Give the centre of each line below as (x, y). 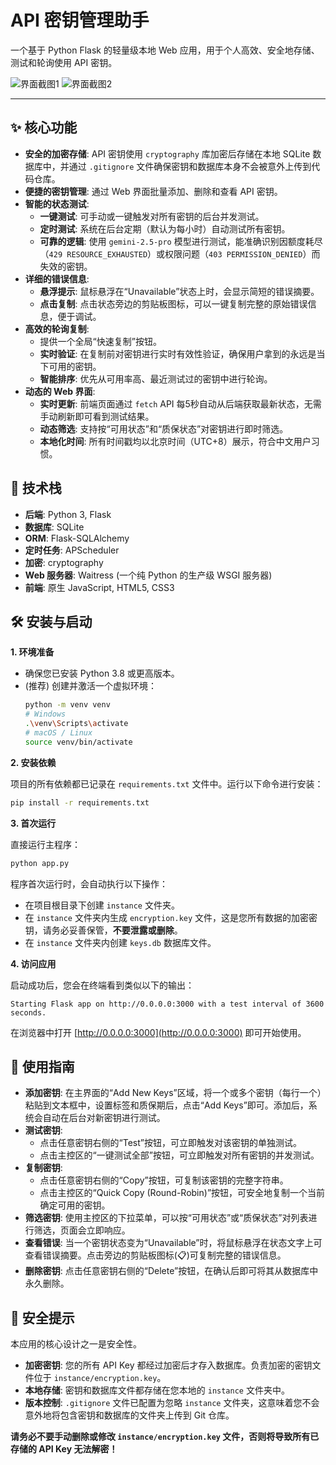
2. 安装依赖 (33, 762)
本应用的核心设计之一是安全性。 (76, 1344)
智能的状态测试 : (57, 203)
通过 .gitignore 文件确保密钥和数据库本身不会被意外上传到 (190, 166)
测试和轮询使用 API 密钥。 (64, 62)
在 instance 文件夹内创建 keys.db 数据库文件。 (120, 942)
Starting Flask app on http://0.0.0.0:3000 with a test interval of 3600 (167, 1004)
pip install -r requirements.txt (80, 802)
